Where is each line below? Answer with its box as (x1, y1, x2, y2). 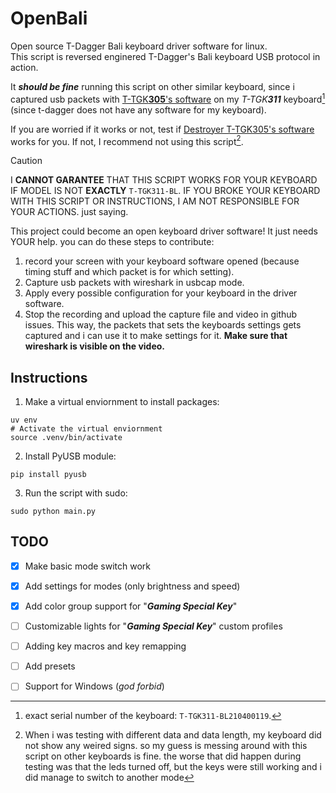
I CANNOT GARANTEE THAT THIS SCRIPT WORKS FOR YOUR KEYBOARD (10, 174, 318, 186)
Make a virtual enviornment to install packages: (24, 396, 220, 408)
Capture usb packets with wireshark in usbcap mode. (24, 277, 245, 289)
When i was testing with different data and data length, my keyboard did (24, 729, 322, 741)
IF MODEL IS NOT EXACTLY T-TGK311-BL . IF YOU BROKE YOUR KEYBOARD (10, 185, 321, 197)
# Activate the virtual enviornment (10, 424, 163, 434)
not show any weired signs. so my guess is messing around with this (24, 740, 308, 752)
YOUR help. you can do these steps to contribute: (10, 236, 215, 248)
